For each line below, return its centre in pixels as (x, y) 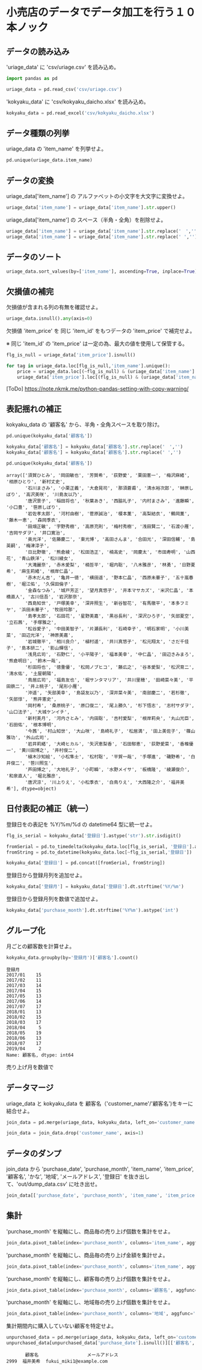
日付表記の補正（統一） (50, 809)
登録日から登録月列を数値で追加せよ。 (54, 899)
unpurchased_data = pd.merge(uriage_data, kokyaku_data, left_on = (91, 1337)
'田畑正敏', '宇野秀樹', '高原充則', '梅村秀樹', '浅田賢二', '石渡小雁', (110, 526)
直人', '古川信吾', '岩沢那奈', (47, 597)
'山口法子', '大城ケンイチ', (38, 712)
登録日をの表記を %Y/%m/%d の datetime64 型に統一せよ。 (81, 824)
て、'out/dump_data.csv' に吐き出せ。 (54, 1184)
